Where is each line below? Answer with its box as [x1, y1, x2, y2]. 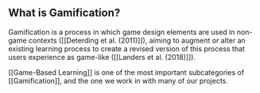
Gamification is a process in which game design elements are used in [8, 27, 235, 36]
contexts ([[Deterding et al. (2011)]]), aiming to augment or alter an [28, 35, 246, 45]
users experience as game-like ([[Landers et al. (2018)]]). [8, 52, 196, 61]
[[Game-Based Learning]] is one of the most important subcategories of [8, 67, 245, 77]
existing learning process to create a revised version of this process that [8, 43, 245, 54]
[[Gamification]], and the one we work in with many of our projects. [8, 76, 228, 85]
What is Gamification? [8, 6, 121, 20]
